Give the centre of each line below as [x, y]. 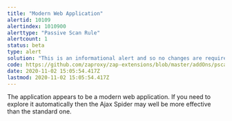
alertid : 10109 [29, 20]
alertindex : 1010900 [37, 26]
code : [15, 65]
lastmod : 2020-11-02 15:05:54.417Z [58, 77]
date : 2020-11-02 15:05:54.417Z [54, 71]
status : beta [26, 45]
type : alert [24, 52]
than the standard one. [39, 111]
